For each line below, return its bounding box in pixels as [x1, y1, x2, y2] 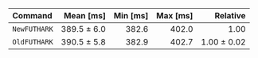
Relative [214, 10, 246, 21]
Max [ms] [156, 10, 193, 21]
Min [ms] [113, 10, 149, 21]
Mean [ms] [63, 10, 106, 21]
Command [12, 10, 53, 21]
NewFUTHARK [12, 25, 53, 33]
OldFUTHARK [12, 37, 53, 46]
